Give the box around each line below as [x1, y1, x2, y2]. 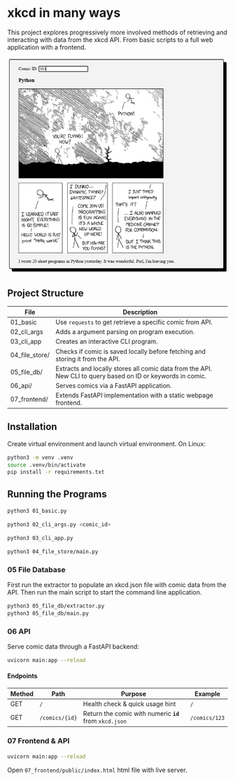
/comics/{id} [39, 714, 78, 721]
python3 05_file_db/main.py [7, 609, 90, 617]
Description [122, 307, 158, 316]
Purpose [121, 689, 147, 698]
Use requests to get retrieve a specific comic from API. [55, 317, 213, 326]
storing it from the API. [55, 354, 120, 363]
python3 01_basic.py [7, 508, 68, 515]
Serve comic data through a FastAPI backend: [7, 642, 140, 651]
